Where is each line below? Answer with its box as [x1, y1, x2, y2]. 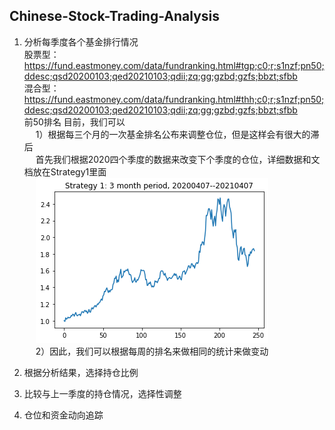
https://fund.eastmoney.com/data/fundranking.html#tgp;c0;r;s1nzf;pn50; [23, 59, 325, 71]
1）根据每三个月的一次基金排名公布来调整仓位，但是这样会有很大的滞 [35, 128, 320, 140]
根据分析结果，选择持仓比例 [23, 366, 139, 378]
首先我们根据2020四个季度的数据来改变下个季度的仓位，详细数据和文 [35, 153, 321, 165]
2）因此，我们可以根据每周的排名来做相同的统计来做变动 [35, 345, 269, 357]
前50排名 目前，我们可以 [23, 115, 126, 128]
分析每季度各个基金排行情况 [23, 35, 139, 48]
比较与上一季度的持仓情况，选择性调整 [23, 387, 182, 399]
